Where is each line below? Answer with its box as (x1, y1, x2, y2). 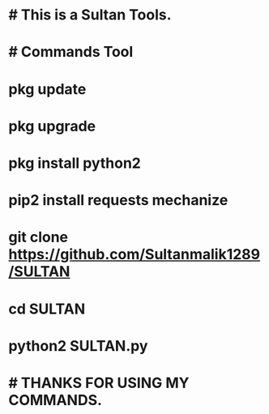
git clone (8, 228, 69, 246)
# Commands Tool (8, 43, 134, 62)
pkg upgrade (8, 117, 96, 135)
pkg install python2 (8, 154, 142, 172)
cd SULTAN (8, 300, 86, 318)
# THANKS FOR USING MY (8, 373, 190, 392)
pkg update (8, 79, 87, 98)
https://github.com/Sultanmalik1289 (8, 245, 261, 264)
